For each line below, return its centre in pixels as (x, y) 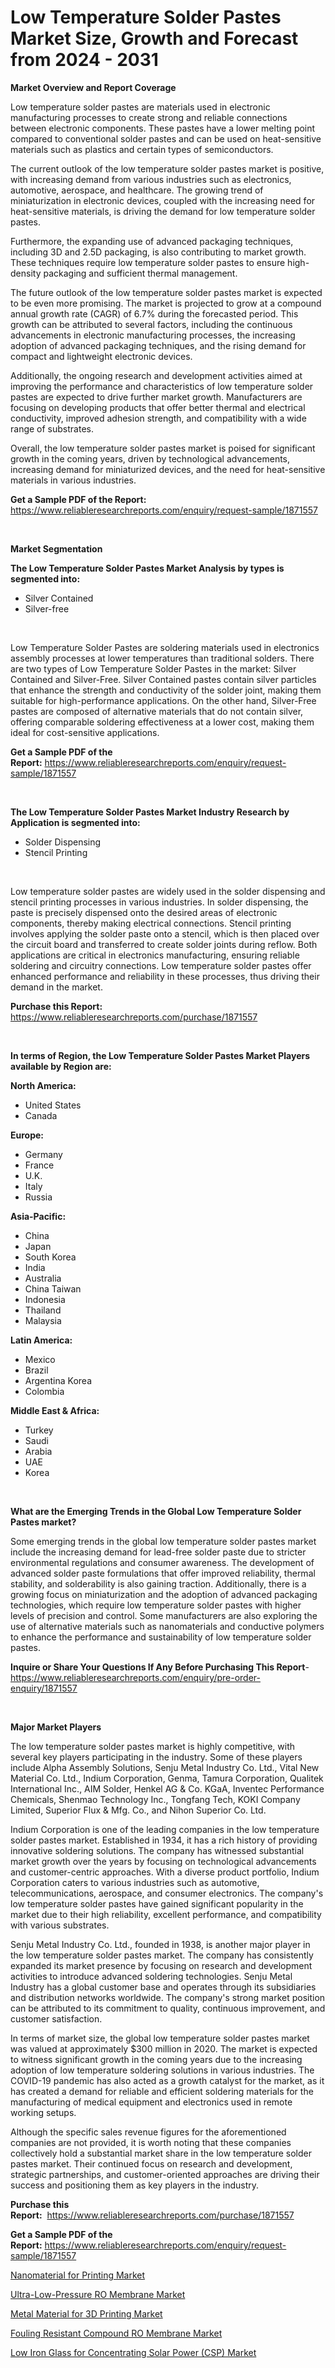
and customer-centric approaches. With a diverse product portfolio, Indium (165, 1872)
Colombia (44, 1391)
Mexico (40, 1359)
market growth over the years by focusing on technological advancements (163, 1861)
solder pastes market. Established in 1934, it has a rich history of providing (164, 1840)
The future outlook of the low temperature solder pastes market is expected (166, 292)
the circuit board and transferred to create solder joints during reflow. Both (164, 944)
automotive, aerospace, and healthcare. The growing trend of (137, 190)
